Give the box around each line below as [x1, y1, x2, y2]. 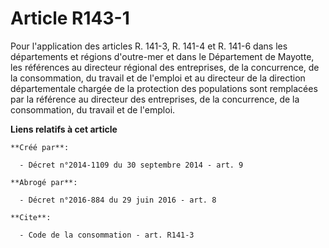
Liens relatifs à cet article [10, 123, 118, 135]
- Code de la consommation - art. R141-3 [19, 230, 195, 240]
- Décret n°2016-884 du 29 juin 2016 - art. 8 [19, 195, 217, 205]
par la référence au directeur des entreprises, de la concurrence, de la [10, 93, 300, 105]
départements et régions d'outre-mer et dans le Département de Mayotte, [10, 50, 315, 62]
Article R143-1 [10, 7, 130, 30]
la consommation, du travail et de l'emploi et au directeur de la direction [10, 72, 306, 84]
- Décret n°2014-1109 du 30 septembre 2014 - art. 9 [19, 160, 244, 170]
